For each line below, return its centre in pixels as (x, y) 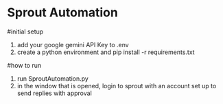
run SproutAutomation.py (53, 78)
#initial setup (25, 31)
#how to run (24, 65)
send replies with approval (55, 93)
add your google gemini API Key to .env (73, 44)
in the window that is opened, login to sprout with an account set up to (117, 86)
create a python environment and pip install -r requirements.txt (106, 52)
